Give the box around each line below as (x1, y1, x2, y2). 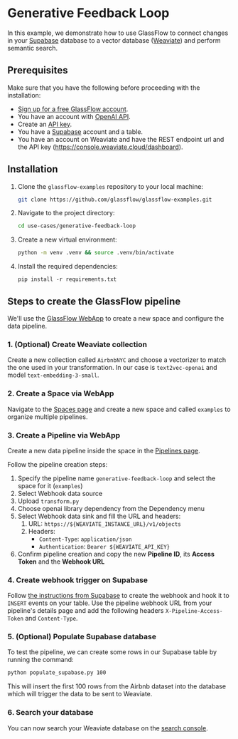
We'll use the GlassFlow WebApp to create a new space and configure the (7, 314, 225, 322)
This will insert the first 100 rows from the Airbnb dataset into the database (7, 682, 227, 691)
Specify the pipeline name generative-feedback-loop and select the (17, 474, 216, 482)
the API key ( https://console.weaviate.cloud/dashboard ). (17, 143, 183, 151)
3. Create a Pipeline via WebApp (7, 430, 121, 440)
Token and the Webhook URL (17, 557, 105, 566)
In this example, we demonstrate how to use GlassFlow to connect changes (7, 29, 229, 37)
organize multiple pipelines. (7, 412, 88, 421)
